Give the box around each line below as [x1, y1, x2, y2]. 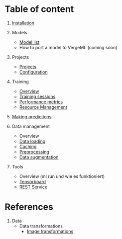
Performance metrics [19, 98, 63, 105]
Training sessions [19, 93, 56, 99]
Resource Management [19, 104, 68, 110]
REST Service [19, 184, 48, 190]
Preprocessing [19, 149, 49, 155]
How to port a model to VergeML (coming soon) [19, 44, 118, 50]
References [4, 201, 53, 213]
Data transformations [19, 223, 63, 229]
